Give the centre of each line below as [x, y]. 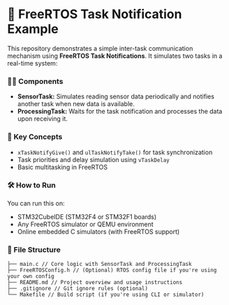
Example [33, 29]
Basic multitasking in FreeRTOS [62, 167]
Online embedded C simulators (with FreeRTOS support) [98, 231]
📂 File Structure [34, 249]
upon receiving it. [43, 119]
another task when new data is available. [76, 104]
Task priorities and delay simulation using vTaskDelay [93, 159]
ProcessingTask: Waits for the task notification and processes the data [120, 112]
